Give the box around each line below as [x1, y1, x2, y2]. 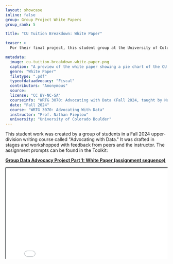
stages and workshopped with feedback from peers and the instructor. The [5, 142, 165, 148]
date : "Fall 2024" [10, 102, 50, 108]
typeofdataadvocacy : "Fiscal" [10, 78, 75, 84]
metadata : [5, 55, 27, 60]
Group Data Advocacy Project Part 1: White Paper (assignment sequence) [5, 157, 166, 164]
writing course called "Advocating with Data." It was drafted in [23, 136, 154, 143]
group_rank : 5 [5, 22, 36, 27]
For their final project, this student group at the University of [10, 45, 158, 50]
